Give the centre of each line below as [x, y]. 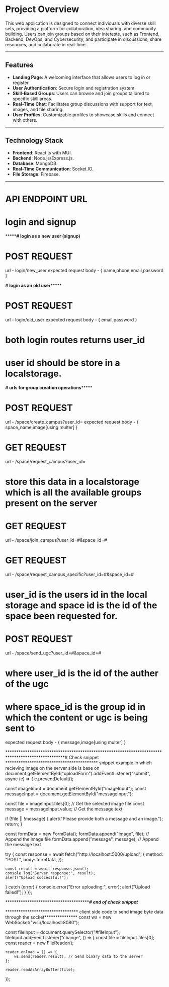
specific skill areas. [32, 99]
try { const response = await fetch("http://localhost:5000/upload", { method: [84, 854]
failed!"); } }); [19, 892]
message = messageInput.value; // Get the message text [64, 809]
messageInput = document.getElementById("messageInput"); [69, 794]
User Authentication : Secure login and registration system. [74, 88]
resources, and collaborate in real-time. [46, 44]
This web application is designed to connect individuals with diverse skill [80, 23]
